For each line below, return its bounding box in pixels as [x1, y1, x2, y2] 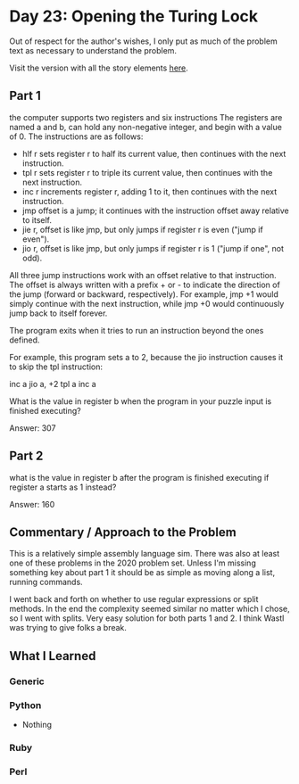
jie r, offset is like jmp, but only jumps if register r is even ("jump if [21, 224, 263, 235]
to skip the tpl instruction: [9, 361, 104, 372]
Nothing [21, 719, 52, 730]
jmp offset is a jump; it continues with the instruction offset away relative [21, 205, 289, 216]
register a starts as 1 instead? [9, 482, 117, 492]
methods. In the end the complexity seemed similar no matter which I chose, [9, 604, 290, 615]
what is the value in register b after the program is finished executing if [9, 472, 270, 483]
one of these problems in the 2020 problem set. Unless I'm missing [9, 557, 256, 568]
